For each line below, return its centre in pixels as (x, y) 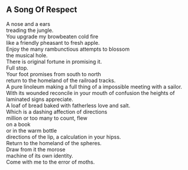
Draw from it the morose (36, 149)
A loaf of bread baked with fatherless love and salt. (68, 105)
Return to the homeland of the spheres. (54, 143)
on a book (18, 124)
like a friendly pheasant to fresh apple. (53, 42)
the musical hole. (27, 55)
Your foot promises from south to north (54, 74)
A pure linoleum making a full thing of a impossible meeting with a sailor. (94, 86)
